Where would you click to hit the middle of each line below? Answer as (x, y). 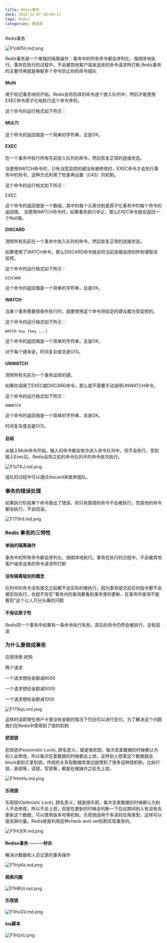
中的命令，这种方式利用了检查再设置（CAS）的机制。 (64, 175)
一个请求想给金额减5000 (30, 688)
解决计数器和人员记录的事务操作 (38, 855)
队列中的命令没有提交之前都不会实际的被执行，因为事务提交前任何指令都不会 (83, 588)
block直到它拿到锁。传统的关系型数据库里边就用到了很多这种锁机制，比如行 (83, 762)
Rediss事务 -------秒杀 (29, 843)
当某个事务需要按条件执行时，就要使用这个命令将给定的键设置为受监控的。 (81, 311)
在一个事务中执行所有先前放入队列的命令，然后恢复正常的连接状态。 (75, 158)
